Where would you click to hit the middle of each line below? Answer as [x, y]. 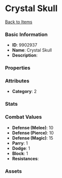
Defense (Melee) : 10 [32, 128]
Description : [25, 55]
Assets [14, 171]
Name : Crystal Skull [32, 50]
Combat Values [23, 117]
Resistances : [25, 159]
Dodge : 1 [21, 148]
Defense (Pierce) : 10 [33, 133]
